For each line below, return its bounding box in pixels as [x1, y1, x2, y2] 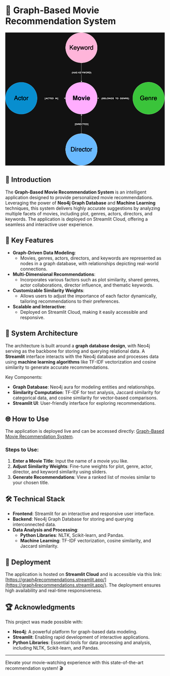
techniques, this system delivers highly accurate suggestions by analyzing [5, 205, 160, 211]
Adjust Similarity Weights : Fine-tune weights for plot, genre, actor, [12, 463, 153, 469]
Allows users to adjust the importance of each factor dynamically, [20, 293, 157, 299]
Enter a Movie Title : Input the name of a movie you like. [12, 458, 129, 464]
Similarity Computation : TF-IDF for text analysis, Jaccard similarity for [12, 389, 161, 395]
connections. [20, 266, 48, 272]
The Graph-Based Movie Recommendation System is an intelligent [5, 189, 147, 195]
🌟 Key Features [5, 236, 54, 245]
